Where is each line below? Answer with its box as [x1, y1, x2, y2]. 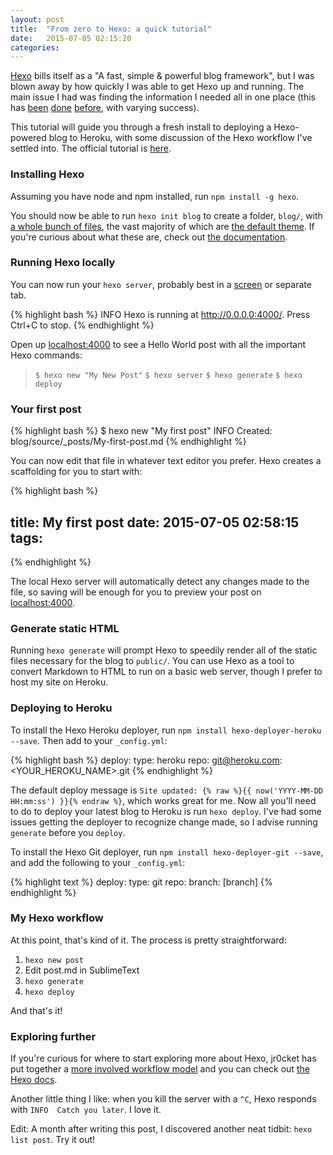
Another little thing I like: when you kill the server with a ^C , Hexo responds [10, 1093, 317, 1105]
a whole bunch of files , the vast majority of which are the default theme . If [10, 220, 315, 232]
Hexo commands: [10, 349, 83, 361]
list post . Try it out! [10, 1134, 96, 1146]
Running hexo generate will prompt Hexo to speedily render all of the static [10, 644, 318, 656]
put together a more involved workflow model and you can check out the [10, 1063, 310, 1075]
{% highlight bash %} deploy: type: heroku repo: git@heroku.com [10, 754, 280, 766]
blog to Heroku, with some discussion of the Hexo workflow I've [48, 132, 313, 144]
